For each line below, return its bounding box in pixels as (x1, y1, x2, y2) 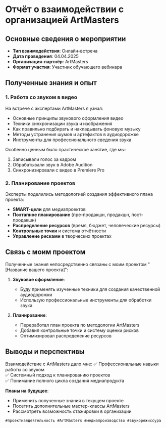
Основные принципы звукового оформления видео (12, 115, 124, 121)
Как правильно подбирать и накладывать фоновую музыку (12, 125, 141, 132)
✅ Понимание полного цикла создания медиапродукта (5, 377, 125, 383)
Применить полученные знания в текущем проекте (12, 397, 124, 403)
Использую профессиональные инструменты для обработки (20, 297, 152, 303)
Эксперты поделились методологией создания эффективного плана (5, 191, 153, 197)
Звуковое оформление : (12, 276, 65, 282)
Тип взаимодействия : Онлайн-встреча (12, 48, 98, 54)
